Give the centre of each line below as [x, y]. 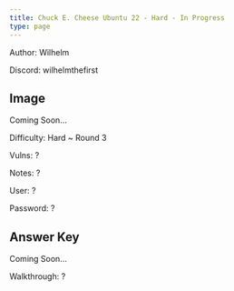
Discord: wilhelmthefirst [54, 70]
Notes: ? [25, 173]
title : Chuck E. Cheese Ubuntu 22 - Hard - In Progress [117, 18]
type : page [30, 26]
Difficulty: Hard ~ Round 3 [58, 138]
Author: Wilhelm [39, 52]
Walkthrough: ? [38, 276]
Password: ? [32, 208]
